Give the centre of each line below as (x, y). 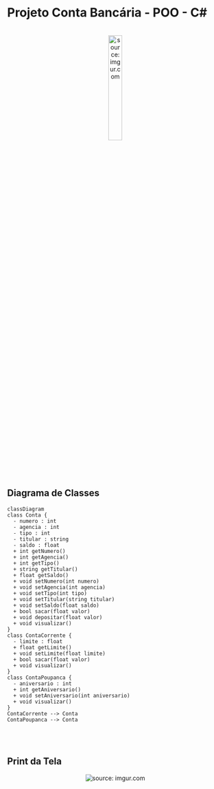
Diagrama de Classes (53, 493)
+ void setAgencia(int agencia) (60, 587)
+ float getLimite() (43, 647)
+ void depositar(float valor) (58, 617)
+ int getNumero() (40, 551)
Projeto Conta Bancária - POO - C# (107, 13)
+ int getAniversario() (47, 689)
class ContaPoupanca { (39, 678)
